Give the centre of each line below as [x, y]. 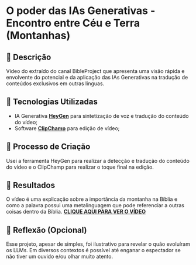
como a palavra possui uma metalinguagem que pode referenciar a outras [95, 205]
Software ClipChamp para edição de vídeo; [67, 128]
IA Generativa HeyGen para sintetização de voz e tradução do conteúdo [102, 116]
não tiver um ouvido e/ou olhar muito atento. [59, 257]
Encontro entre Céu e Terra [73, 23]
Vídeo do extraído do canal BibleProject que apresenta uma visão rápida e [95, 71]
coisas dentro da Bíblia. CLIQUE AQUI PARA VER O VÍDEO [76, 212]
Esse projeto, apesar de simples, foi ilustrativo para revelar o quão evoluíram [98, 244]
